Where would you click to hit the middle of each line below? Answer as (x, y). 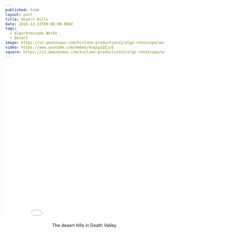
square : (13, 52)
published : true (22, 10)
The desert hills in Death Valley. (85, 225)
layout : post (19, 15)
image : (12, 43)
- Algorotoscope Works (34, 33)
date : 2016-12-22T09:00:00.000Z (39, 24)
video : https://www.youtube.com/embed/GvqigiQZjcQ (60, 47)
